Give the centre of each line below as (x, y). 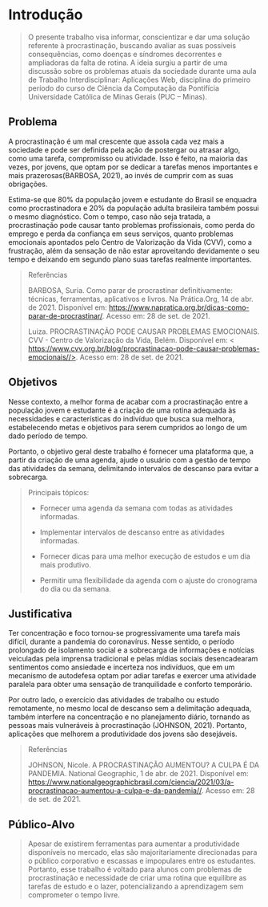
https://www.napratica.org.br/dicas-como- (179, 307)
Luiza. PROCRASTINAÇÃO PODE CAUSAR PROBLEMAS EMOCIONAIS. (144, 331)
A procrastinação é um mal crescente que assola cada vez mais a (116, 141)
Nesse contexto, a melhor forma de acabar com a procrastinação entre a (128, 401)
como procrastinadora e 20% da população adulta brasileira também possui (134, 208)
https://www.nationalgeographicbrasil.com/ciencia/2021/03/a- (131, 782)
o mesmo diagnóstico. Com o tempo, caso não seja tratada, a (109, 216)
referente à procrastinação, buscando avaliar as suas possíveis (132, 45)
